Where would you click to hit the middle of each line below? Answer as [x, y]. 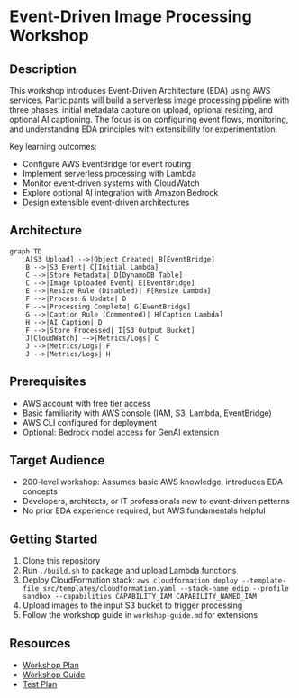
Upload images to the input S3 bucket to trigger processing [132, 605]
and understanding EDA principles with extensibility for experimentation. [143, 129]
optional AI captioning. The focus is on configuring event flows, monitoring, [149, 119]
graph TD [26, 251]
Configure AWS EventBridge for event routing [107, 164]
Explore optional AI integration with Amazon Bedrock [120, 193]
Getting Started [54, 539]
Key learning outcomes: [53, 147]
